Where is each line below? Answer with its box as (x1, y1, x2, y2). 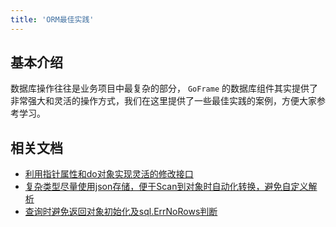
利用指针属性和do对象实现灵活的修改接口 (24, 168, 194, 180)
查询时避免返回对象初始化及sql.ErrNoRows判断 (24, 206, 218, 218)
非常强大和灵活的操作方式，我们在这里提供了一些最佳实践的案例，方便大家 (10, 95, 317, 107)
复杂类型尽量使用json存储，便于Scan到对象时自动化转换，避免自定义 (24, 181, 309, 193)
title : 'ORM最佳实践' (10, 14, 95, 25)
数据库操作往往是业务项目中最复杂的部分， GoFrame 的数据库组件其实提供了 (10, 82, 318, 95)
